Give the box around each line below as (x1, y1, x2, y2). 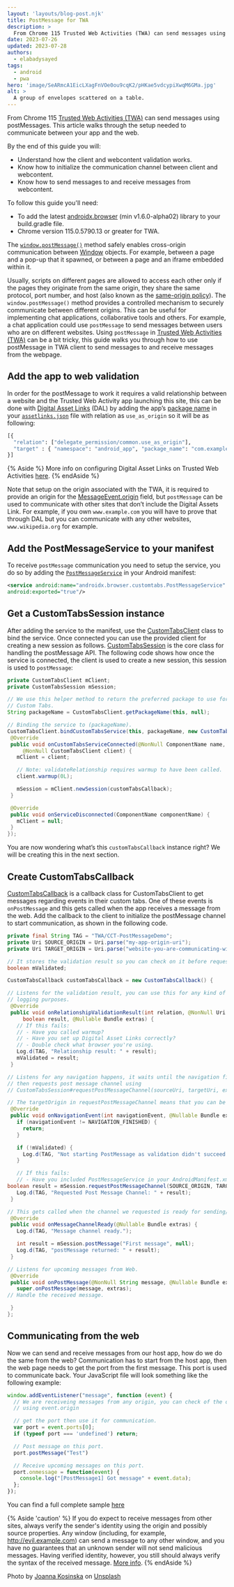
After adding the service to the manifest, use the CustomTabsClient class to (7, 626, 224, 635)
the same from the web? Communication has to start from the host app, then (7, 1356, 227, 1364)
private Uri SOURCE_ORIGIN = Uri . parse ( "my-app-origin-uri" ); (7, 939, 192, 946)
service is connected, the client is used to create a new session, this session (7, 656, 227, 664)
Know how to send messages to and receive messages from (17, 178, 191, 186)
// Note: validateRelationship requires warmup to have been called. (16, 767, 223, 774)
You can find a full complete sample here (7, 1500, 125, 1509)
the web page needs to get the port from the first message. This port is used (7, 1363, 227, 1371)
